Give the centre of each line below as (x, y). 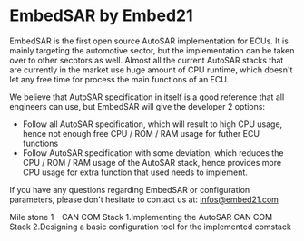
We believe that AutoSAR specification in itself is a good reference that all (147, 97)
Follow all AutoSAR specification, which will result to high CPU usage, (152, 124)
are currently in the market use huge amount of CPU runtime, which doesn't (151, 70)
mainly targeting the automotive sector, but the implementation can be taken (152, 50)
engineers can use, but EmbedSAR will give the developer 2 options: (137, 106)
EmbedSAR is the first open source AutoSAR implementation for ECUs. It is (149, 41)
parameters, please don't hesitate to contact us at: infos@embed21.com (144, 199)
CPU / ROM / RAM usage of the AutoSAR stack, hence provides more (152, 162)
